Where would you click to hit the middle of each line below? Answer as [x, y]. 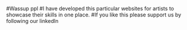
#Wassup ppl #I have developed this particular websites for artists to [90, 9]
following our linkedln [32, 21]
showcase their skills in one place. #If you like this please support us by [94, 15]
